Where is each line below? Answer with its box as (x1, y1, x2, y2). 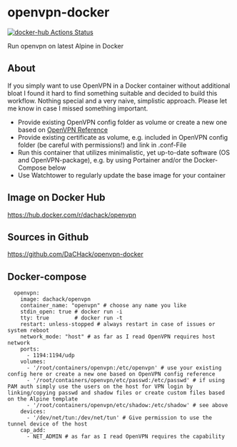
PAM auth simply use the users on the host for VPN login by (7, 383, 193, 391)
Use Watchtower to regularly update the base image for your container (17, 170, 226, 179)
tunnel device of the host (7, 421, 88, 428)
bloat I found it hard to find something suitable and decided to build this (7, 88, 218, 97)
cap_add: (20, 427, 46, 434)
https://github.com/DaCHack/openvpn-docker (7, 250, 144, 259)
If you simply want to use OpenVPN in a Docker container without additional (7, 81, 231, 90)
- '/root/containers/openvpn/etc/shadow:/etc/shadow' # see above (26, 402, 228, 409)
